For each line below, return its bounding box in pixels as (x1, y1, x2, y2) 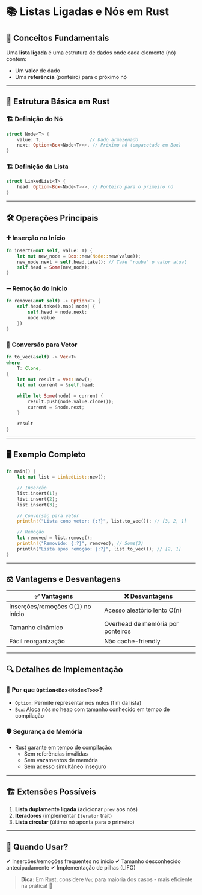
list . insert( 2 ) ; (17, 496, 58, 502)
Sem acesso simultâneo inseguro (23, 763, 106, 770)
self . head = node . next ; (28, 309, 87, 316)
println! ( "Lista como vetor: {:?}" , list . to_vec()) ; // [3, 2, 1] (17, 518, 187, 524)
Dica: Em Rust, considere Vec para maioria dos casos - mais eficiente (20, 876, 193, 883)
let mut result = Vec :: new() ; (17, 377, 93, 383)
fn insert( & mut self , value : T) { (6, 247, 93, 253)
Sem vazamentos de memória (23, 756, 98, 763)
